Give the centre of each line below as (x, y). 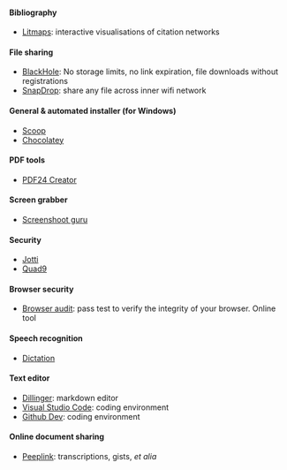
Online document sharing (57, 436)
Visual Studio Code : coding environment (95, 407)
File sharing (31, 52)
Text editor (30, 378)
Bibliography (33, 12)
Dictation (38, 358)
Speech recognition (46, 338)
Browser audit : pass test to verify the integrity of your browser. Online (149, 308)
